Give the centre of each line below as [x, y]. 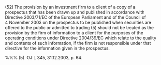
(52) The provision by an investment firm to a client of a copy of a [70, 7]
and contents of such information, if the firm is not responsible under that [78, 43]
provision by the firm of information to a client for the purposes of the [74, 33]
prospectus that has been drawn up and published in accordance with [75, 12]
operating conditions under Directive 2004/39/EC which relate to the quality [80, 38]
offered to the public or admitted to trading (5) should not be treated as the [79, 28]
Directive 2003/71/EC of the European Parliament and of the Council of [75, 17]
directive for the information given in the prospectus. [58, 48]
